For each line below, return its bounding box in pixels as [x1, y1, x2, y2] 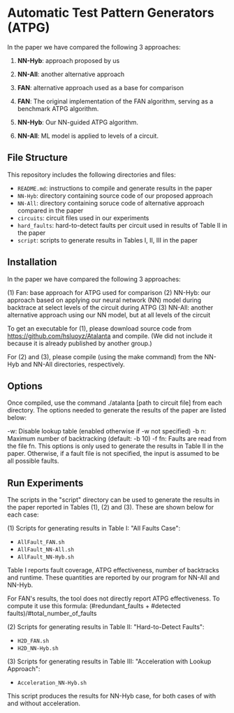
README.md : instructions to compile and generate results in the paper [17, 184, 213, 192]
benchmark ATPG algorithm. [17, 104, 99, 113]
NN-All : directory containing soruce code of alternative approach [17, 199, 205, 207]
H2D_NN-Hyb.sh [17, 645, 59, 652]
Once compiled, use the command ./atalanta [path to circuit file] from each [7, 398, 222, 407]
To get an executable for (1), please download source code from [7, 324, 192, 333]
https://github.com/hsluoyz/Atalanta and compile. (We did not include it [7, 331, 213, 340]
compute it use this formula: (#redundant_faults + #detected [7, 602, 181, 610]
